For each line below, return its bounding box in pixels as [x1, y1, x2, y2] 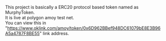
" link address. [39, 31, 69, 36]
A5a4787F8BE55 [5, 31, 40, 36]
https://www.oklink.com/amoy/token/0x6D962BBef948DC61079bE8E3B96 [7, 25, 161, 31]
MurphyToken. [5, 9, 35, 15]
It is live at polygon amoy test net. [5, 15, 74, 20]
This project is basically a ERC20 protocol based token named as [5, 4, 139, 10]
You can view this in [5, 20, 46, 26]
